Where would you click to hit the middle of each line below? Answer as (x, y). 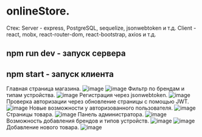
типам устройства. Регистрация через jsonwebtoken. (87, 95)
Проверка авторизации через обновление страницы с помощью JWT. (98, 102)
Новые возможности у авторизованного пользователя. (101, 108)
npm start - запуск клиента (60, 74)
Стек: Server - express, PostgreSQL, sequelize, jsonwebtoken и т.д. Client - (101, 28)
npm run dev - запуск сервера (66, 54)
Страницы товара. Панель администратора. (75, 115)
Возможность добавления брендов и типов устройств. (78, 121)
